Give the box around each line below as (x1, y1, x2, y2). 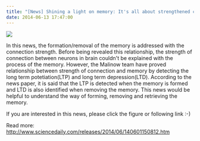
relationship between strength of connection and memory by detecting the (6, 67, 189, 74)
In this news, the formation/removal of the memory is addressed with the (6, 42, 185, 49)
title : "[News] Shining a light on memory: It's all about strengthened (6, 8, 190, 15)
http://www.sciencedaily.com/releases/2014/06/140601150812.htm (6, 128, 170, 135)
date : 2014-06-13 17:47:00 (6, 14, 73, 20)
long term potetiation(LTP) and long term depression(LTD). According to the (6, 73, 192, 80)
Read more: (6, 121, 35, 129)
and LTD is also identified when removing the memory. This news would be (6, 86, 190, 93)
